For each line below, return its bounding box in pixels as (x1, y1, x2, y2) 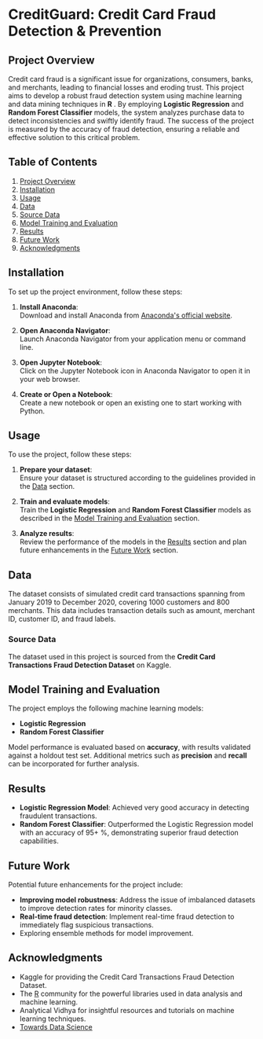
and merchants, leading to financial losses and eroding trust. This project (8, 83, 245, 92)
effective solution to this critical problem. (8, 133, 141, 142)
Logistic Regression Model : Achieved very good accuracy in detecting (19, 803, 250, 813)
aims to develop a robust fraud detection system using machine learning (8, 91, 243, 100)
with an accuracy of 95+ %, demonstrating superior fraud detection (19, 828, 239, 838)
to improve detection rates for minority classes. (19, 903, 173, 912)
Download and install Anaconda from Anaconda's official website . (19, 310, 233, 320)
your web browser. (19, 374, 81, 384)
